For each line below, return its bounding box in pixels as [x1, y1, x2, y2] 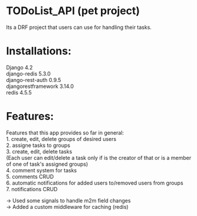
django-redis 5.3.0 [6, 70, 51, 77]
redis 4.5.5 [6, 89, 32, 96]
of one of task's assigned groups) [6, 161, 88, 168]
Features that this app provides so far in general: [6, 129, 124, 136]
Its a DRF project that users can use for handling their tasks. [6, 24, 152, 31]
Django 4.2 [6, 64, 33, 71]
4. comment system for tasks [6, 166, 77, 174]
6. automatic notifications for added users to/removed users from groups [6, 179, 184, 186]
